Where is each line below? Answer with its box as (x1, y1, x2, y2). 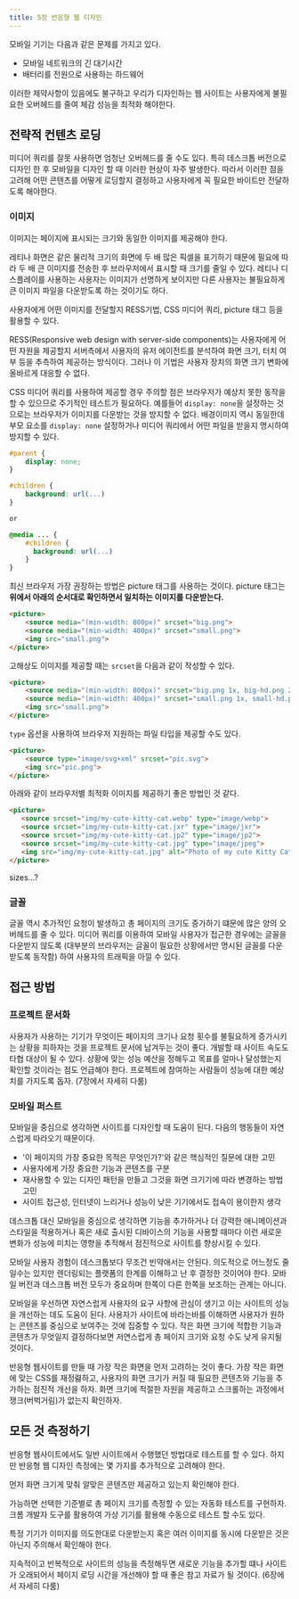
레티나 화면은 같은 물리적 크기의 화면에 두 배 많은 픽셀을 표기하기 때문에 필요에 (9, 251, 280, 262)
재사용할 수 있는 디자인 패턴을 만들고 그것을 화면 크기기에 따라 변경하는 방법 (21, 1174, 284, 1184)
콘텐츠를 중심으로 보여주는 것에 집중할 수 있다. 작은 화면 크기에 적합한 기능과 (18, 1320, 282, 1331)
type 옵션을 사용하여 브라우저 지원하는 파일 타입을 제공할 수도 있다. (9, 728, 241, 738)
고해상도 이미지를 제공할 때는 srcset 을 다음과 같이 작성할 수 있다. (9, 660, 235, 671)
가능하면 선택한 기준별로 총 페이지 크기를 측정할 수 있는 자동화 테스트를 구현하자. (9, 1497, 287, 1508)
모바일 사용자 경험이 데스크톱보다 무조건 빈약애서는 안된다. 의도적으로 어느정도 (9, 1257, 280, 1267)
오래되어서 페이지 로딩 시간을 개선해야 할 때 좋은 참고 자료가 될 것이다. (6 (18, 1569, 271, 1579)
